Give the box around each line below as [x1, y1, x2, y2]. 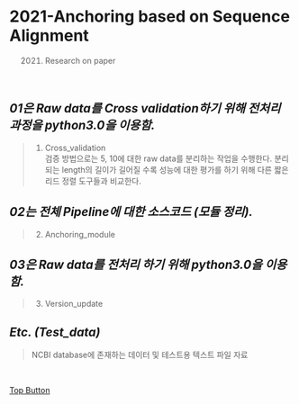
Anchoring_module [44, 229, 115, 239]
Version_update [44, 299, 104, 310]
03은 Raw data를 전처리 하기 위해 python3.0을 [9, 256, 263, 272]
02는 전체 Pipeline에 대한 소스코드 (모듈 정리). [9, 204, 254, 220]
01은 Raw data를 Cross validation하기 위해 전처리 [9, 101, 281, 116]
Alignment [9, 25, 90, 46]
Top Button [9, 385, 50, 396]
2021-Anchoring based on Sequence [9, 6, 291, 27]
